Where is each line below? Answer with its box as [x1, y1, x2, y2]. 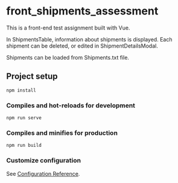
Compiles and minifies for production [6, 128, 118, 137]
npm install [6, 87, 36, 93]
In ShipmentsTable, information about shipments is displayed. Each [6, 36, 173, 43]
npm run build [6, 143, 42, 149]
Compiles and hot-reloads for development [6, 101, 136, 110]
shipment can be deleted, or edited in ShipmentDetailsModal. [6, 42, 158, 49]
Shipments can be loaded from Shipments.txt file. [6, 54, 130, 61]
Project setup [6, 71, 59, 82]
